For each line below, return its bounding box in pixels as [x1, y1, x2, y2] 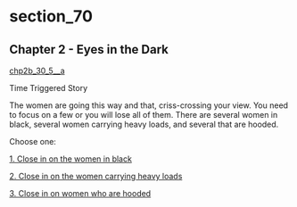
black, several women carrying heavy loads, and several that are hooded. [9, 119, 279, 129]
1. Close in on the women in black [9, 153, 132, 164]
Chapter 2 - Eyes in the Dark [9, 42, 169, 57]
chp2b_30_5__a [9, 65, 65, 76]
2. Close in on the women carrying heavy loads [9, 171, 183, 181]
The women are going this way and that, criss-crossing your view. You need [9, 100, 288, 111]
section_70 [9, 6, 94, 27]
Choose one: [9, 137, 56, 146]
